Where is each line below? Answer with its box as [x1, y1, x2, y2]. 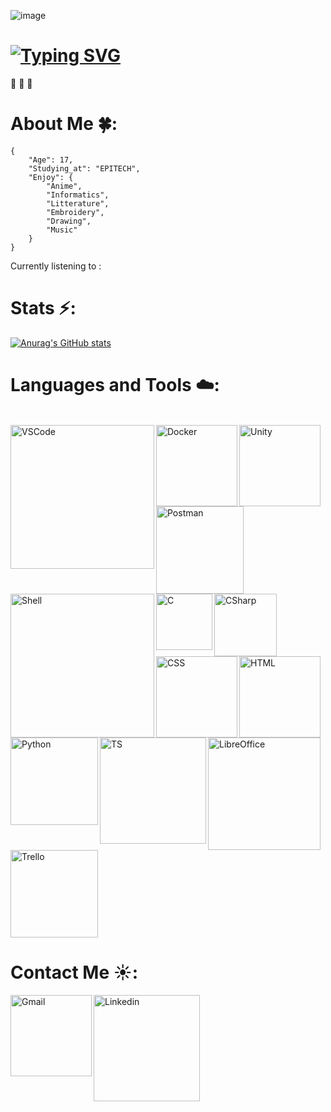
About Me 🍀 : [10, 113, 118, 135]
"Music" [46, 225, 78, 235]
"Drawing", [46, 216, 92, 226]
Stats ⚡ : [10, 297, 77, 320]
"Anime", [46, 181, 83, 191]
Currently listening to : [10, 260, 102, 272]
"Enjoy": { [28, 172, 74, 182]
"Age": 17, [28, 155, 74, 165]
